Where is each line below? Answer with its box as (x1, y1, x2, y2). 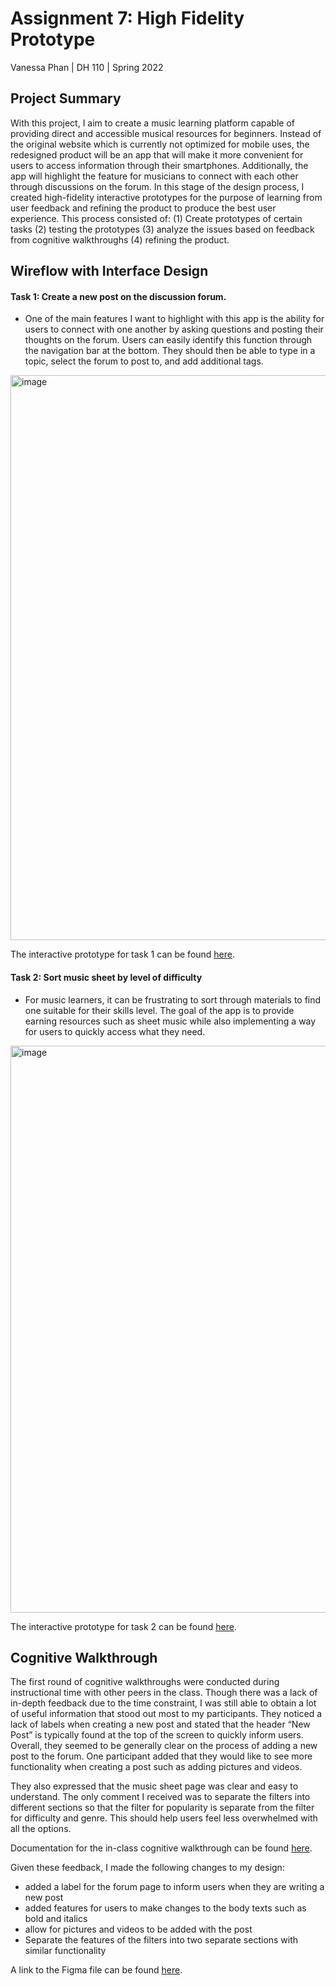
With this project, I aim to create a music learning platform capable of (10, 117, 296, 129)
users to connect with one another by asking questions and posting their (24, 323, 324, 336)
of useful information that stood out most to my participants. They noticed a (10, 1708, 323, 1720)
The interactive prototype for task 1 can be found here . (10, 948, 236, 961)
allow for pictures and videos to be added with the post (24, 1923, 253, 1936)
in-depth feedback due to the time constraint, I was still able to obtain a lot (10, 1697, 317, 1709)
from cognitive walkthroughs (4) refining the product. (10, 233, 230, 246)
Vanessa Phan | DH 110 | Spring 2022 (10, 61, 164, 73)
